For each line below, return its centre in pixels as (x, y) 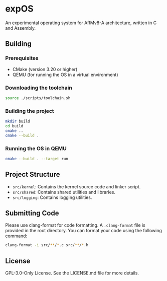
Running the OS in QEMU (36, 148)
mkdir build (18, 121)
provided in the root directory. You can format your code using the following (83, 231)
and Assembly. (21, 28)
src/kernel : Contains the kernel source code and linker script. (76, 186)
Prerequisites (22, 58)
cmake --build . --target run (37, 159)
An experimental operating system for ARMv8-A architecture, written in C (81, 23)
